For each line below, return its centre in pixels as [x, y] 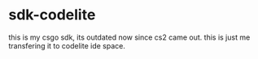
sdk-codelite [52, 15]
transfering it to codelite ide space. [67, 45]
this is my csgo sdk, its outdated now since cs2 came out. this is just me [129, 37]
